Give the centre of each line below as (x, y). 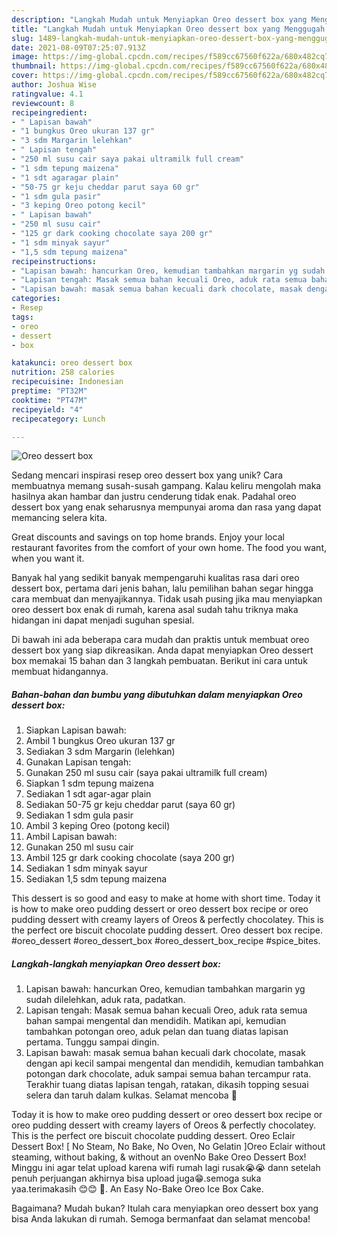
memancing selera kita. (59, 518)
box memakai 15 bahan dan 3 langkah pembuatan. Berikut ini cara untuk (159, 661)
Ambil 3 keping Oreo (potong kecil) (98, 826)
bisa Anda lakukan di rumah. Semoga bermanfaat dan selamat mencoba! (161, 1219)
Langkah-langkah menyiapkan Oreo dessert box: (116, 963)
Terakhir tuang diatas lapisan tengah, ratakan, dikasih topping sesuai (167, 1085)
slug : (22, 38)
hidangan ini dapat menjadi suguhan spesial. (103, 620)
